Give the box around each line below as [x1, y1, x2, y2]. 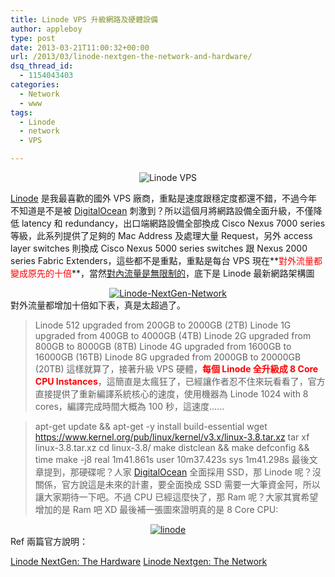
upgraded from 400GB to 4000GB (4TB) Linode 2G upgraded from [34, 330, 312, 341]
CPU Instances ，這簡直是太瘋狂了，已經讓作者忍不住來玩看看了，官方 [34, 376, 326, 387]
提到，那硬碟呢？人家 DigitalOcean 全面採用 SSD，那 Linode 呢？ [43, 466, 313, 478]
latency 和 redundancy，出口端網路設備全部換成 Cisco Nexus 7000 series [21, 217, 326, 229]
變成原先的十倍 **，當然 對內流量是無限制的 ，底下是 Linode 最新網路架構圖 [10, 267, 315, 279]
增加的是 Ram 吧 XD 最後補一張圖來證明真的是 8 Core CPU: [34, 504, 279, 515]
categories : [10, 80, 60, 90]
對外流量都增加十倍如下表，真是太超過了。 [10, 299, 186, 311]
